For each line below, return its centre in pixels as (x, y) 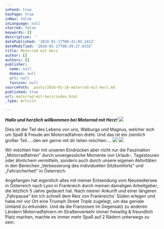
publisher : (16, 64)
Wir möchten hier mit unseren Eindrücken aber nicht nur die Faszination (78, 150)
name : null (21, 69)
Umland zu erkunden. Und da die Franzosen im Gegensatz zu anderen (76, 206)
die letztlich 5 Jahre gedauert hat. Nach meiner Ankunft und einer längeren (81, 191)
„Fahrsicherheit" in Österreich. (36, 171)
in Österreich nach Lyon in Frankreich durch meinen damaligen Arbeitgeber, (82, 186)
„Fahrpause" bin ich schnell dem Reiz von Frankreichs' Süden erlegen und (80, 196)
